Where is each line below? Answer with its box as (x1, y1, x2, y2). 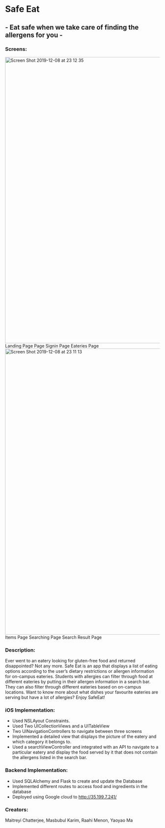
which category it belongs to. (12, 739, 72, 745)
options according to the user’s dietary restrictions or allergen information (5, 668, 155, 674)
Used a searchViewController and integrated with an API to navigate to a (12, 744, 159, 750)
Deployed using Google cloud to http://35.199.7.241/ (12, 793, 117, 799)
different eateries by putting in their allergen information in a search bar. (5, 679, 151, 685)
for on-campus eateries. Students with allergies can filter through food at (5, 674, 153, 680)
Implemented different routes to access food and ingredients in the (12, 783, 148, 789)
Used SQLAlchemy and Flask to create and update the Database (12, 778, 142, 784)
